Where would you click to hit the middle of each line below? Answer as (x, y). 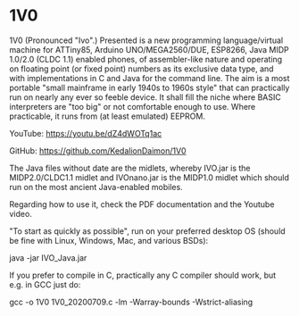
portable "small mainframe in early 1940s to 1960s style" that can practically (149, 87)
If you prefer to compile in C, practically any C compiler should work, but (143, 275)
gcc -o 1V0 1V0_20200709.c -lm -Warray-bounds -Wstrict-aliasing (131, 302)
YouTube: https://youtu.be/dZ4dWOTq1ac (86, 133)
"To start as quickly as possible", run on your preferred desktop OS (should (147, 231)
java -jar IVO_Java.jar (48, 258)
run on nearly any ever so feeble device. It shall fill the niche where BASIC (145, 97)
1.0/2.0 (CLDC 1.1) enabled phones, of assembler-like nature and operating (146, 59)
